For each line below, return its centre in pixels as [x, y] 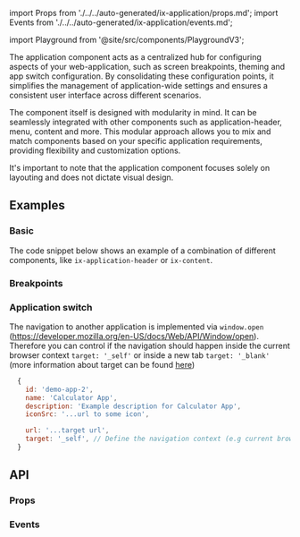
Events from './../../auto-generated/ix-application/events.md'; [121, 22]
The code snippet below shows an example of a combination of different [143, 251]
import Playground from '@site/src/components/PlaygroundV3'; [127, 40]
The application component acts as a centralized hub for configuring [135, 57]
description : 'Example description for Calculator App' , [133, 406]
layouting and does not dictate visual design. [92, 177]
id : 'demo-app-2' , [59, 389]
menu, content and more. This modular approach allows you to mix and [140, 132]
